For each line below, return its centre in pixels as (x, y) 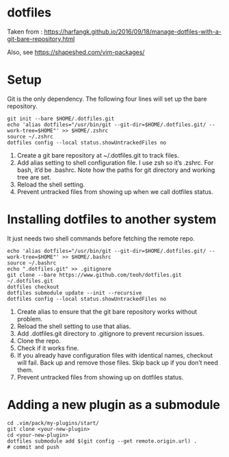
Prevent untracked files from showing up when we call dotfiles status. (115, 192)
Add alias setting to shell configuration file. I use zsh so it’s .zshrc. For (115, 162)
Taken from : (25, 32)
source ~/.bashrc (32, 263)
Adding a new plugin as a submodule (114, 405)
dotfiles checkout (33, 287)
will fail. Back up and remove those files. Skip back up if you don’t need (118, 362)
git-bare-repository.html (41, 38)
